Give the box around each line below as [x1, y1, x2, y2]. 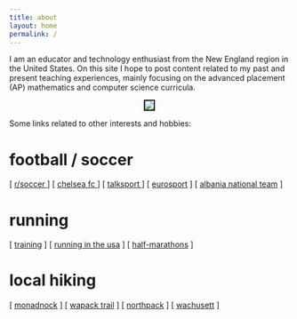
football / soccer [9, 149, 133, 170]
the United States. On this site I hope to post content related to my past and [9, 63, 285, 74]
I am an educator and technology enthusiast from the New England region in [9, 54, 289, 65]
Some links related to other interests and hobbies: [9, 118, 191, 129]
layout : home [9, 21, 58, 30]
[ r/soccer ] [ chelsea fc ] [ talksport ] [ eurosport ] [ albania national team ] [9, 179, 283, 189]
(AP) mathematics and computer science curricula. [9, 82, 196, 93]
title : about [9, 12, 58, 22]
